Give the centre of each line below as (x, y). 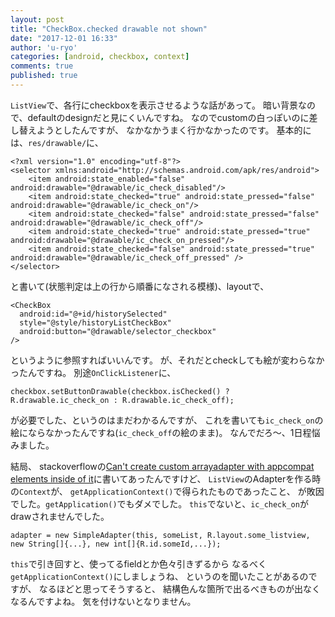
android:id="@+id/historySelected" (93, 314)
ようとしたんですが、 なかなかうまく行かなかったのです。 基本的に (174, 130)
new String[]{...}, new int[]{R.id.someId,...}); (116, 544)
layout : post (37, 19)
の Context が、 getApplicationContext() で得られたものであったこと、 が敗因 (167, 491)
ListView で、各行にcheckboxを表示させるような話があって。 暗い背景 (154, 105)
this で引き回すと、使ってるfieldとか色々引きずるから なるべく (139, 563)
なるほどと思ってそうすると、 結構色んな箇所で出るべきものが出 (170, 588)
